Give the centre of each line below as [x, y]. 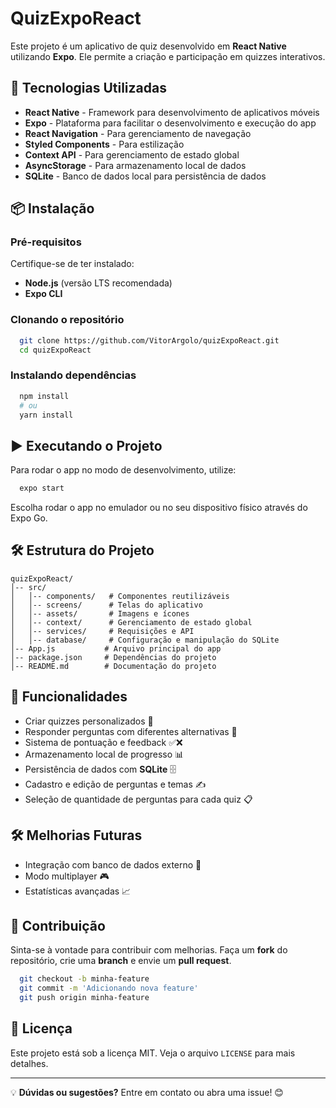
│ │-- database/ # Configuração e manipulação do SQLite [145, 640]
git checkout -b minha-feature [84, 979]
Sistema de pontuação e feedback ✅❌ [103, 742]
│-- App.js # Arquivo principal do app [116, 648]
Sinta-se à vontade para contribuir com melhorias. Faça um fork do [149, 950]
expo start [42, 488]
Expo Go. [29, 518]
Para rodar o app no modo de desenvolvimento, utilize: [123, 470]
